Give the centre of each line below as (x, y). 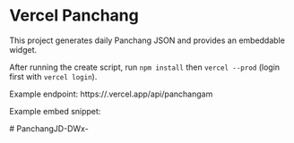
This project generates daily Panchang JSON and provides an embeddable (147, 40)
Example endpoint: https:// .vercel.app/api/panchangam (111, 94)
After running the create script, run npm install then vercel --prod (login (145, 67)
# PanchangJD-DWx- (49, 128)
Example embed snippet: (55, 111)
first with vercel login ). (53, 76)
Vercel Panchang (74, 16)
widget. (23, 49)
